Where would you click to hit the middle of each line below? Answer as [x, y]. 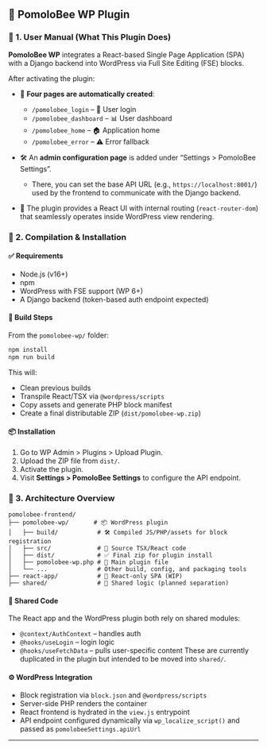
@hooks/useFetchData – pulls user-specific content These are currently [134, 651]
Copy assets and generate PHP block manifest [96, 404]
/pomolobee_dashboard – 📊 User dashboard [102, 118]
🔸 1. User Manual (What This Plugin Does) [90, 37]
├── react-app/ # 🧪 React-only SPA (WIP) [95, 577]
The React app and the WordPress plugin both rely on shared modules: [124, 618]
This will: [23, 372]
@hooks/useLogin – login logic [67, 642]
